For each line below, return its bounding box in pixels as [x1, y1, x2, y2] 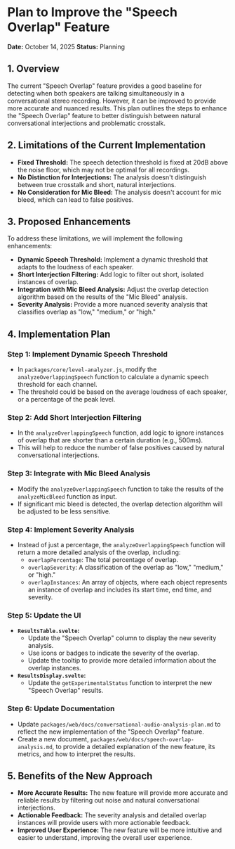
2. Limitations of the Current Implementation [7, 139, 206, 151]
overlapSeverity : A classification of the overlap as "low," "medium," [27, 563, 224, 571]
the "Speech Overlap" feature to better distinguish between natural [7, 111, 201, 120]
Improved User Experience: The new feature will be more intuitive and [17, 826, 222, 834]
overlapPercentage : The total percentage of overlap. [27, 555, 179, 563]
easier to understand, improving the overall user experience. [17, 834, 192, 842]
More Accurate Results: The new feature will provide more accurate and [17, 789, 228, 797]
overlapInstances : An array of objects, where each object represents [27, 577, 227, 586]
